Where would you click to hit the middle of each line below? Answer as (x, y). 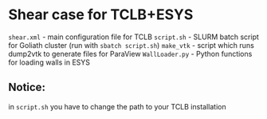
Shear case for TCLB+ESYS (101, 15)
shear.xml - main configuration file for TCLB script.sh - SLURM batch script (133, 37)
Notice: (27, 87)
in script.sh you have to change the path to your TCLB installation (117, 106)
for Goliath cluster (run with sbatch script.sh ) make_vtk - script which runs (132, 45)
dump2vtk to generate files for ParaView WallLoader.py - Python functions (130, 54)
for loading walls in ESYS (49, 62)
